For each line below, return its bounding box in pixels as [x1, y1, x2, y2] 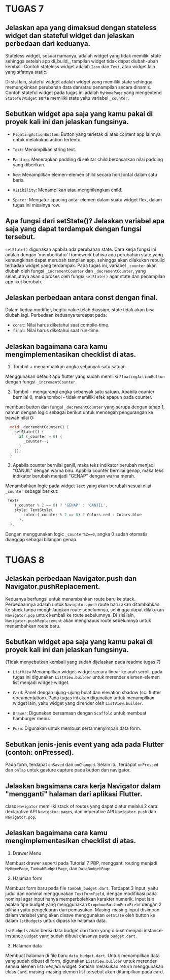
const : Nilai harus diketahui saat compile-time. [12, 322, 110, 328]
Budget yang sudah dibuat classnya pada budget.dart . [24, 933, 137, 939]
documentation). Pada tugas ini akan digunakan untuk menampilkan [12, 695, 155, 701]
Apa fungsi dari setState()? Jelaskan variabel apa [5, 217, 165, 225]
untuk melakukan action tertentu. [12, 136, 82, 142]
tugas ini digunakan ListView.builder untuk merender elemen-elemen [12, 674, 160, 680]
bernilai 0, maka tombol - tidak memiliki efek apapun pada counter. [12, 394, 153, 400]
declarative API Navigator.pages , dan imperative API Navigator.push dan [5, 809, 156, 815]
